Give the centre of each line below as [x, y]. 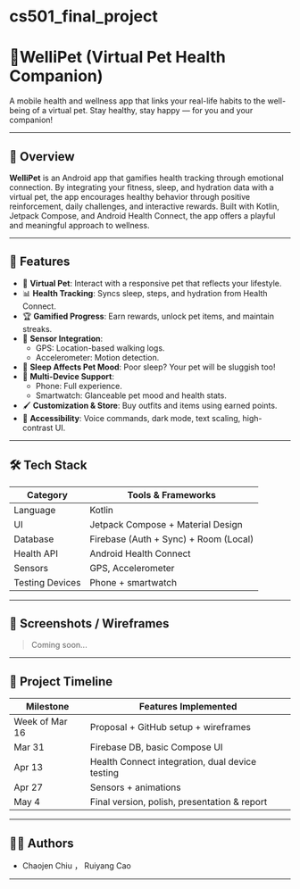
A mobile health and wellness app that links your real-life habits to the [137, 101]
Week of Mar [41, 722]
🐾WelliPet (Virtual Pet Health [117, 58]
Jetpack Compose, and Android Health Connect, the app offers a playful [142, 215]
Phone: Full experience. [79, 386]
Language [35, 510]
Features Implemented [188, 707]
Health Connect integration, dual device [173, 762]
